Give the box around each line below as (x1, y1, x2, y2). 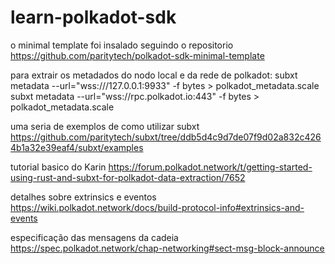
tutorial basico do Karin (10, 161, 107, 173)
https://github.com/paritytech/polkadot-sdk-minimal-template (10, 49, 265, 61)
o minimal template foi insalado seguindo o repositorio (10, 39, 234, 51)
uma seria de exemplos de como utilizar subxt (10, 120, 200, 132)
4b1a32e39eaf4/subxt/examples (10, 141, 144, 153)
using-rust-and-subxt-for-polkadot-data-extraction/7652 (10, 171, 246, 183)
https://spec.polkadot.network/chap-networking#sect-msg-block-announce (10, 242, 325, 254)
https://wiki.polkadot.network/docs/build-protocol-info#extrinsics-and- (10, 201, 305, 213)
